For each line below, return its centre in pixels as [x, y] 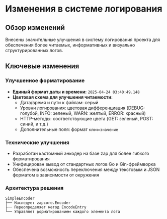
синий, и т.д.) [34, 124]
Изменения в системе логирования [84, 9]
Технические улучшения [37, 142]
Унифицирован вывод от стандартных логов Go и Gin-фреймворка [84, 164]
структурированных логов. [34, 50]
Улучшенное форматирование [45, 80]
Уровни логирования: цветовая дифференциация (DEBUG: [82, 108]
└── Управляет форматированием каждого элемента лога [63, 212]
